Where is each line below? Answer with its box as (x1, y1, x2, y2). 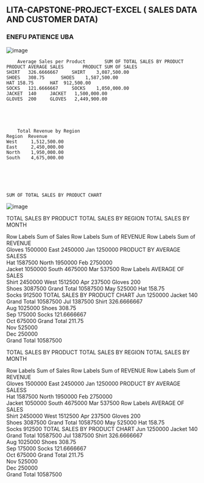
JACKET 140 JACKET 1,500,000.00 (6, 90, 108, 96)
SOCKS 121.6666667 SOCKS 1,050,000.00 (6, 85, 130, 91)
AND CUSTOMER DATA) (6, 15, 99, 25)
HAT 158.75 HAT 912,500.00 (6, 79, 91, 86)
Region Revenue (6, 133, 47, 139)
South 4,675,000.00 (6, 154, 64, 161)
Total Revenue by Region (17, 128, 80, 134)
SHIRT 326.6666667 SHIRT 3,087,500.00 (6, 69, 130, 75)
